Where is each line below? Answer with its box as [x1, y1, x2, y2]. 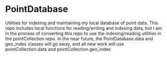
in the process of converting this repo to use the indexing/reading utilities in [5, 30, 161, 36]
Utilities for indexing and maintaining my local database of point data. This [5, 20, 158, 26]
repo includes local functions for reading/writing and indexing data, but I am [5, 25, 162, 31]
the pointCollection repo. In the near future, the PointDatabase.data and [5, 36, 153, 42]
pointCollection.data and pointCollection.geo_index [5, 46, 111, 52]
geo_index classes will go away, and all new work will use [5, 41, 124, 47]
